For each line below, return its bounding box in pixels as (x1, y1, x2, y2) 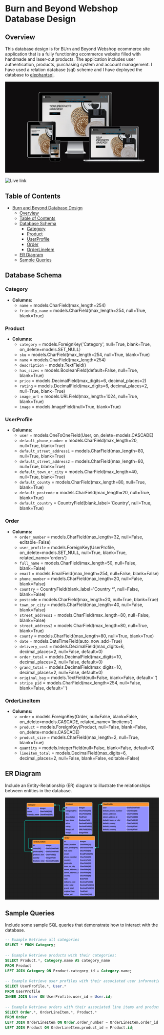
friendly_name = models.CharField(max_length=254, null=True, (19, 307, 146, 313)
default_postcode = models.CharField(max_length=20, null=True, (19, 490, 150, 496)
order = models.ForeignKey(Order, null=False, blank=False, (19, 713, 138, 719)
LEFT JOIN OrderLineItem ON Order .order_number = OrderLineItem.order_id (5, 1020, 159, 1025)
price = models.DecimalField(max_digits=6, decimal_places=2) (19, 378, 146, 384)
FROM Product (5, 963, 32, 968)
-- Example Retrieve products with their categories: (5, 953, 117, 958)
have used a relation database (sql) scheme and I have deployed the (5, 67, 143, 73)
